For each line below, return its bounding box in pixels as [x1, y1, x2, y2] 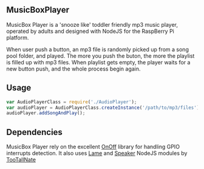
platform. [6, 33, 29, 41]
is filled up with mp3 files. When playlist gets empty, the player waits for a [6, 58, 191, 66]
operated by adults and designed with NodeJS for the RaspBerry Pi [6, 27, 175, 35]
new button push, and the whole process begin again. [6, 65, 141, 72]
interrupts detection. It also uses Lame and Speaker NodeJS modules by [6, 150, 188, 157]
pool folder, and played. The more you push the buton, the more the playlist [6, 52, 195, 60]
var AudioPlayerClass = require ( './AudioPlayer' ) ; [6, 98, 137, 105]
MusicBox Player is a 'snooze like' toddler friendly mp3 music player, [6, 21, 178, 28]
